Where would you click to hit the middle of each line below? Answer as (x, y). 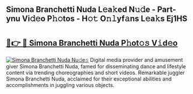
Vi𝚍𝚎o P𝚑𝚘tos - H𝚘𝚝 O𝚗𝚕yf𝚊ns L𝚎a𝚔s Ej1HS (105, 19)
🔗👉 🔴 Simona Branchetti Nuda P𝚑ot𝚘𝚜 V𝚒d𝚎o (92, 43)
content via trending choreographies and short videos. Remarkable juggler (95, 73)
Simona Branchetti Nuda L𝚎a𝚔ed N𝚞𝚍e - (81, 10)
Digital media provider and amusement (136, 60)
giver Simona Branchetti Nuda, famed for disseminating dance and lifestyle (96, 66)
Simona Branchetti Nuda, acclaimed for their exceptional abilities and (89, 79)
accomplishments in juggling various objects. (60, 85)
